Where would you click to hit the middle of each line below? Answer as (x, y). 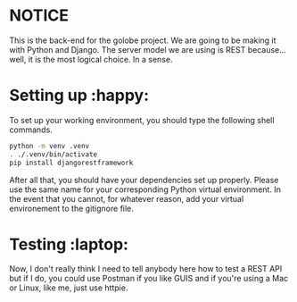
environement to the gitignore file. (71, 208)
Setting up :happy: (79, 96)
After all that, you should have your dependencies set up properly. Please (144, 180)
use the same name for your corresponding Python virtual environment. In (145, 189)
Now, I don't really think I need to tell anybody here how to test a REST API (146, 269)
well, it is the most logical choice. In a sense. (91, 59)
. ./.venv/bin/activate (54, 154)
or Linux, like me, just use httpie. (69, 288)
